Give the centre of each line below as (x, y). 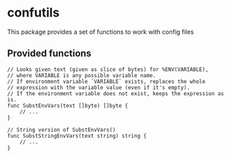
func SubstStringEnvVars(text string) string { (77, 136)
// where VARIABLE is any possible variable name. (82, 75)
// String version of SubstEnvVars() (62, 130)
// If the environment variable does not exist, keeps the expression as (116, 93)
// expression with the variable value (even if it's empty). (99, 88)
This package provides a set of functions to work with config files (101, 32)
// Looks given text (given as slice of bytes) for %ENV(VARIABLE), (108, 69)
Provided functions (49, 53)
